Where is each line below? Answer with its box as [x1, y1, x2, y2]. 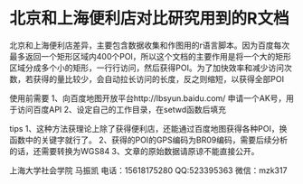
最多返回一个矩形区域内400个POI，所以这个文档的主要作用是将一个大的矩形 [9, 51, 292, 61]
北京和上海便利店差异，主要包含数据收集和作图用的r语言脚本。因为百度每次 [9, 40, 290, 51]
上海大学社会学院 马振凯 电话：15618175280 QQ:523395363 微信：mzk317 [9, 164, 288, 176]
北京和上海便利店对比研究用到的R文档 [9, 8, 289, 29]
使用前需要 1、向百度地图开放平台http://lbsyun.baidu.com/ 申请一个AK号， [9, 92, 287, 104]
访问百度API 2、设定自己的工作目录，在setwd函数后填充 [16, 104, 226, 115]
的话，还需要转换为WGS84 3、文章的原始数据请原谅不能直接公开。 [9, 145, 260, 156]
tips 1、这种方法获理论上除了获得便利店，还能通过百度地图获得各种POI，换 [9, 123, 288, 133]
